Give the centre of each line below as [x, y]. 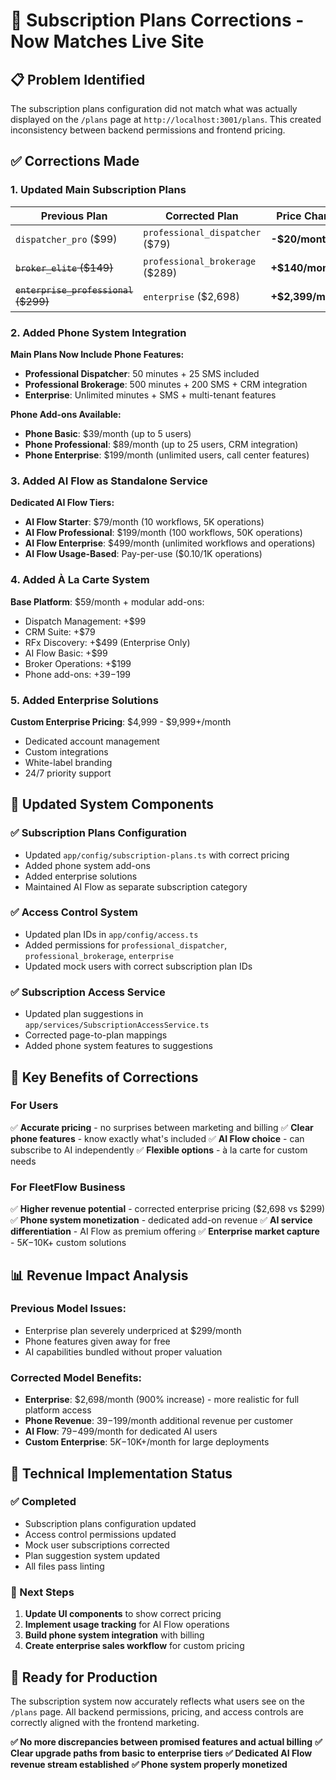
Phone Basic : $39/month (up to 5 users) [108, 433]
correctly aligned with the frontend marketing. [105, 1722]
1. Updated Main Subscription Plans [98, 190]
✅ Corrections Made [75, 161]
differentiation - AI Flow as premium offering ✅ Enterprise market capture [165, 1231]
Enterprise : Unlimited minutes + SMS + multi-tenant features [150, 395]
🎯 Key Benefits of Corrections [104, 1077]
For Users [34, 1106]
